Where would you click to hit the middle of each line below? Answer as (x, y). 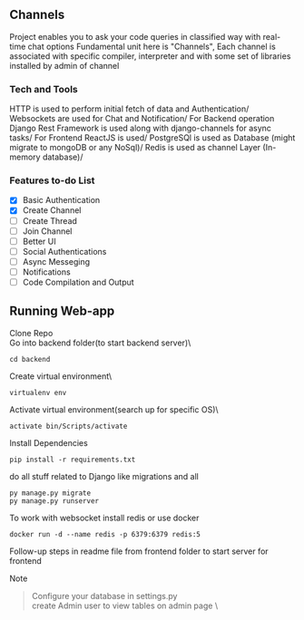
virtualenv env (38, 392)
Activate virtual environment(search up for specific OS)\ (114, 409)
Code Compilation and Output (78, 282)
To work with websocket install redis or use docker (104, 518)
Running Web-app (62, 311)
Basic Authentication (61, 200)
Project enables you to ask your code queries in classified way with (135, 36)
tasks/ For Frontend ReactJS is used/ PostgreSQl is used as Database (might (152, 138)
